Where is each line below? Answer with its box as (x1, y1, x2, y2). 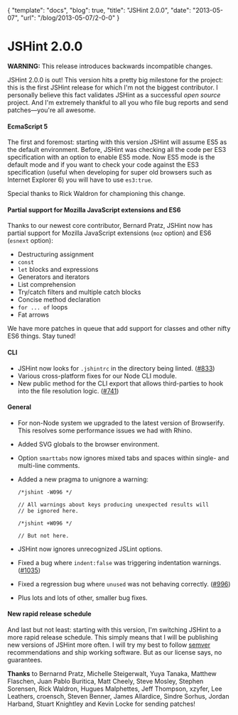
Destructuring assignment (17, 250, 94, 258)
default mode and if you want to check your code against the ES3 (7, 160, 199, 169)
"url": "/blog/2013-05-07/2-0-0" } (20, 13, 120, 22)
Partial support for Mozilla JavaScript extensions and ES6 (7, 205, 181, 214)
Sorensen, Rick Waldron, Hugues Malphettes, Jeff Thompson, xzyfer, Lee (7, 684, 222, 693)
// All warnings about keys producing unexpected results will (17, 501, 210, 508)
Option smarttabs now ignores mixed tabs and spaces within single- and (17, 454, 229, 462)
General (7, 403, 32, 411)
